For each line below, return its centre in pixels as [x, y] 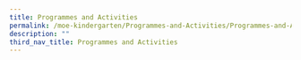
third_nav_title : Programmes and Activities [94, 42]
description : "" [39, 34]
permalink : [30, 26]
